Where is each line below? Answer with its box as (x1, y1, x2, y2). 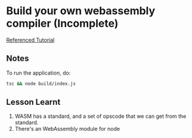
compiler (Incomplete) (6, 17, 119, 30)
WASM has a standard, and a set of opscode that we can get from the (14, 113, 187, 120)
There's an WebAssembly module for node (14, 126, 120, 133)
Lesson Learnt (6, 97, 61, 107)
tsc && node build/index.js (6, 81, 76, 86)
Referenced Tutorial (6, 36, 55, 43)
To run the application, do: (6, 69, 71, 76)
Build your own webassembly (6, 4, 156, 18)
